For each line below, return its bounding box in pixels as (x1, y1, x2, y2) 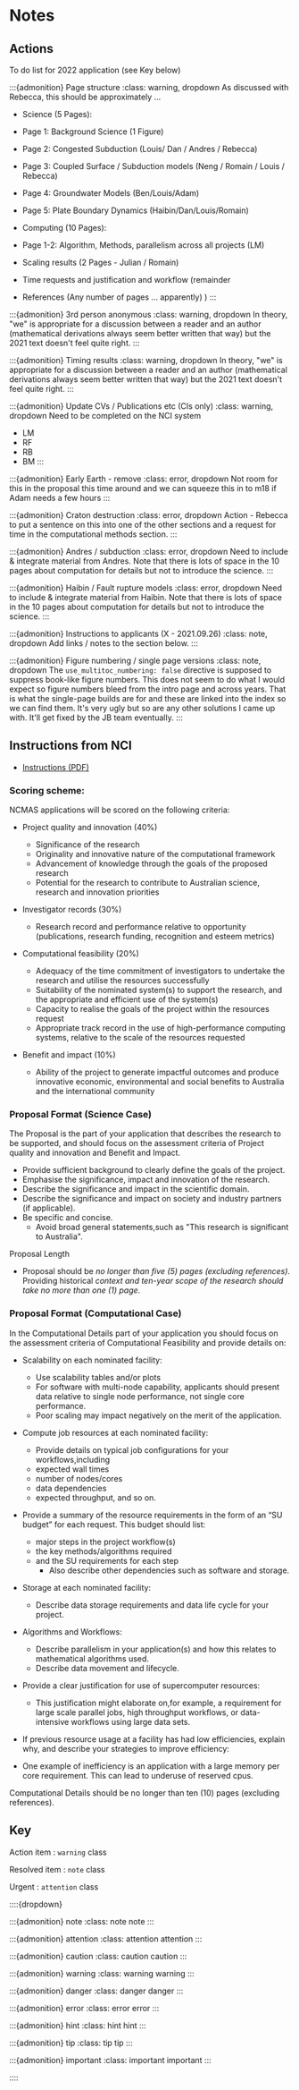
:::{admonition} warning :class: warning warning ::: (9, 1967, 195, 1978)
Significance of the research (35, 839, 140, 850)
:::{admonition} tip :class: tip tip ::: (9, 2037, 133, 2048)
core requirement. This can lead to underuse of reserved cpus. (21, 1770, 253, 1780)
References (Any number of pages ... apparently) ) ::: (21, 292, 217, 302)
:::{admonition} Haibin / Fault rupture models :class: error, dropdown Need (9, 582, 283, 593)
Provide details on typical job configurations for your (35, 1444, 229, 1455)
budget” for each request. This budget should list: (21, 1518, 206, 1530)
